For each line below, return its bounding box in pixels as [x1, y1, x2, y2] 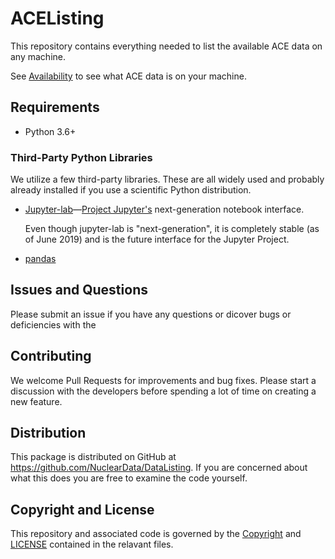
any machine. [10, 50, 66, 62]
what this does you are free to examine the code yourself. [10, 472, 248, 484]
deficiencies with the [10, 318, 97, 331]
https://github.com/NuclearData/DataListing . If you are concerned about [10, 462, 308, 474]
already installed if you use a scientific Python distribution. [10, 184, 252, 196]
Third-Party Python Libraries [10, 150, 153, 164]
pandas [24, 253, 57, 265]
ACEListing [10, 7, 105, 30]
